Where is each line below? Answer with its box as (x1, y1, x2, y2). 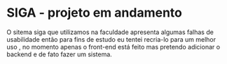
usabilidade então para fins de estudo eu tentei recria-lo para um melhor (6, 35, 216, 43)
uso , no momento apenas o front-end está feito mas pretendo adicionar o (6, 42, 221, 51)
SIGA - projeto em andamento (6, 5, 183, 21)
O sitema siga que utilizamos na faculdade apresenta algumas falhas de (6, 28, 214, 36)
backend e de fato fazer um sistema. (6, 50, 113, 58)
